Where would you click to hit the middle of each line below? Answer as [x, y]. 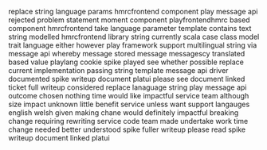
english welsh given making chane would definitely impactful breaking [124, 113]
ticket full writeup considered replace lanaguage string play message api [128, 87]
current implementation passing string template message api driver [118, 70]
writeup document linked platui [59, 138]
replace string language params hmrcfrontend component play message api [133, 12]
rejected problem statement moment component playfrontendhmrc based [129, 20]
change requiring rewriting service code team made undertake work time [128, 121]
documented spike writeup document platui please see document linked [127, 79]
